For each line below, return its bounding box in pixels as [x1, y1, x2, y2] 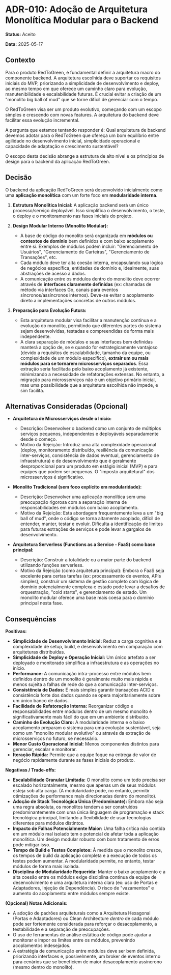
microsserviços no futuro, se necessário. [12, 735, 99, 741]
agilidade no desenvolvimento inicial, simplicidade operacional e [5, 137, 140, 144]
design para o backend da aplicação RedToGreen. [5, 158, 110, 164]
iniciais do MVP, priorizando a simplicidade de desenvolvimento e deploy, [5, 80, 160, 86]
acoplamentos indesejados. [12, 942, 71, 949]
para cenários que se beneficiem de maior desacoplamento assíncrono [12, 959, 162, 965]
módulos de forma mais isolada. [12, 864, 80, 870]
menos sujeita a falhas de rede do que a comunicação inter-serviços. [12, 681, 158, 687]
